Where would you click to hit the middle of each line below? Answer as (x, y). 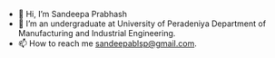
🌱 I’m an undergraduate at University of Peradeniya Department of (142, 24)
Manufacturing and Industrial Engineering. (97, 33)
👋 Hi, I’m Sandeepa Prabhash (72, 14)
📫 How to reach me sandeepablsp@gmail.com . (107, 43)
